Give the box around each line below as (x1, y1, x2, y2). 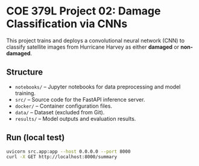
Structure (6, 67, 43, 78)
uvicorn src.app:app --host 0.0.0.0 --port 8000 (6, 149, 131, 155)
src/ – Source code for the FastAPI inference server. (14, 96, 145, 103)
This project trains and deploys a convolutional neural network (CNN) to (6, 37, 185, 44)
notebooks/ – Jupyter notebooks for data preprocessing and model (14, 83, 181, 90)
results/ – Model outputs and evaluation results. (14, 115, 136, 122)
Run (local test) (6, 132, 65, 143)
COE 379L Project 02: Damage (6, 4, 161, 18)
